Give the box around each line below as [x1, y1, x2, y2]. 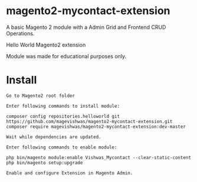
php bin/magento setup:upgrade [6, 160, 83, 166]
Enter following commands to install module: [6, 103, 120, 109]
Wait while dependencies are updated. [6, 134, 101, 140]
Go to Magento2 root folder [6, 92, 75, 98]
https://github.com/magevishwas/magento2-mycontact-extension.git [6, 118, 173, 124]
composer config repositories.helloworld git [6, 113, 120, 119]
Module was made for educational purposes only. [6, 52, 127, 59]
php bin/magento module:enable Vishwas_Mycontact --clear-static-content [6, 154, 192, 160]
